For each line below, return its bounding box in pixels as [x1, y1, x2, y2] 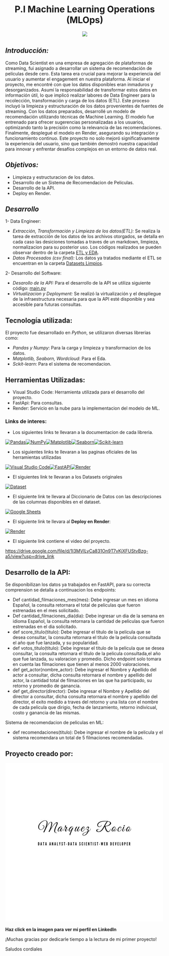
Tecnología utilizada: [5, 316, 73, 325]
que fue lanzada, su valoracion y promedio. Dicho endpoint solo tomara [12, 656, 161, 662]
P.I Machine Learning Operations [14, 4, 155, 15]
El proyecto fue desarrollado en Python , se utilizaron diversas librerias [5, 330, 151, 336]
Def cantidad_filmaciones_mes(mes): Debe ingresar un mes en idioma [12, 596, 158, 603]
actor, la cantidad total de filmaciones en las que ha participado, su [12, 678, 152, 684]
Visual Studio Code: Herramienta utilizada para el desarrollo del [12, 389, 145, 395]
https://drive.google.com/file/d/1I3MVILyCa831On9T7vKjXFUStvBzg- [5, 548, 148, 554]
